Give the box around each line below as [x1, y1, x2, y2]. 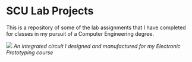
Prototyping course [6, 49, 53, 56]
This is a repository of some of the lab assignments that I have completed [6, 24, 186, 31]
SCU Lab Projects [6, 4, 94, 18]
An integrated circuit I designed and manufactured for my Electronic [13, 42, 181, 49]
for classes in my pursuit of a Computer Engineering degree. [6, 30, 155, 37]
